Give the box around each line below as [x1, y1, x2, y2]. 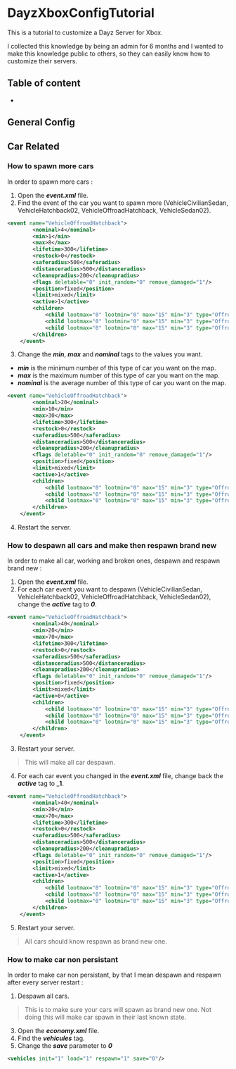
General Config [7, 116, 75, 128]
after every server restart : [7, 977, 84, 987]
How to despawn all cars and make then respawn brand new [7, 541, 217, 550]
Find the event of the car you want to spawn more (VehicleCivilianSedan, [17, 199, 228, 207]
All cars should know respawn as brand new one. [24, 937, 167, 945]
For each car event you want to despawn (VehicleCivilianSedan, [17, 585, 202, 594]
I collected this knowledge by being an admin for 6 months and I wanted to [7, 42, 223, 50]
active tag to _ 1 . [17, 780, 65, 787]
